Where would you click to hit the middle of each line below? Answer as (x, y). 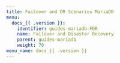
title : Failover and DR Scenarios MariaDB (60, 12)
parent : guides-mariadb (47, 40)
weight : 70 (31, 46)
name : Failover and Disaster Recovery (65, 34)
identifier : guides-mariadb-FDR (57, 28)
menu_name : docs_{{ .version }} (46, 51)
